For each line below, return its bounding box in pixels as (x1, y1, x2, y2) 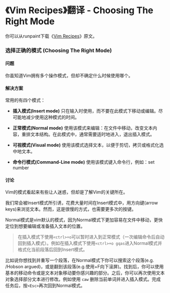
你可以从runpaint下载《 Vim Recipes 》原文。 (5, 33, 98, 39)
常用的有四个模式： (5, 97, 46, 104)
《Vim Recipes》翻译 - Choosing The (5, 5, 153, 16)
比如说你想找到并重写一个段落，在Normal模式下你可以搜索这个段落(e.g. (5, 257, 154, 263)
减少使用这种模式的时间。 (26, 114, 79, 120)
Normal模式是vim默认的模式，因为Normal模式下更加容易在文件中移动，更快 (5, 217, 163, 223)
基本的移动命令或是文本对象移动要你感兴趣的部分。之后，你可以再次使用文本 (5, 270, 165, 276)
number (12, 165, 29, 171)
